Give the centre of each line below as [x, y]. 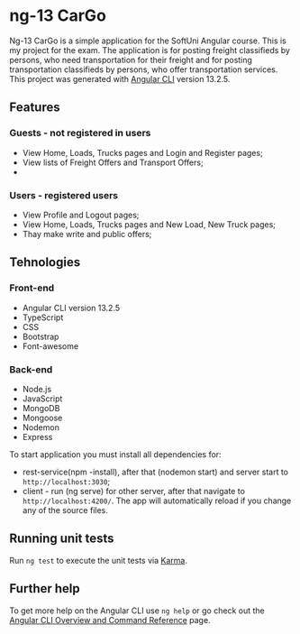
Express [37, 436]
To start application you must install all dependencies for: [116, 454]
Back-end [31, 369]
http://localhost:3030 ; [66, 481]
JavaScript [42, 399]
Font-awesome [50, 346]
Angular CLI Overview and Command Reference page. [110, 620]
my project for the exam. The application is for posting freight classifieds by [150, 50]
